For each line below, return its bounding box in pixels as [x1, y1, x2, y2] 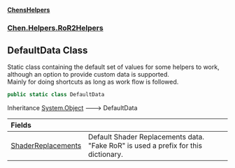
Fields [10, 121, 31, 130]
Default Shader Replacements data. [87, 132, 205, 142]
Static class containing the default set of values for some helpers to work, [7, 63, 220, 71]
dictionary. [87, 150, 124, 160]
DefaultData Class [7, 44, 88, 56]
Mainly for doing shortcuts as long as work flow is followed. [7, 77, 179, 86]
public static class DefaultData [7, 91, 105, 98]
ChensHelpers [7, 6, 50, 14]
